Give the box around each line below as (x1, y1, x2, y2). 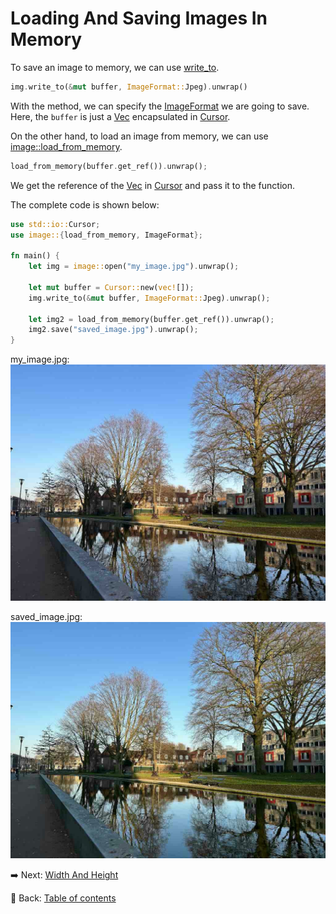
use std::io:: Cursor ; (10, 219, 101, 229)
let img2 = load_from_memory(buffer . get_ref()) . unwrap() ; (28, 314, 275, 324)
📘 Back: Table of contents (10, 892, 117, 904)
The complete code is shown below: (10, 198, 160, 211)
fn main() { (10, 251, 60, 261)
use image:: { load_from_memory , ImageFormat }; (10, 230, 203, 240)
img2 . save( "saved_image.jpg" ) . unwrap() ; (28, 325, 199, 335)
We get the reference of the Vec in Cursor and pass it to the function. (10, 179, 296, 191)
